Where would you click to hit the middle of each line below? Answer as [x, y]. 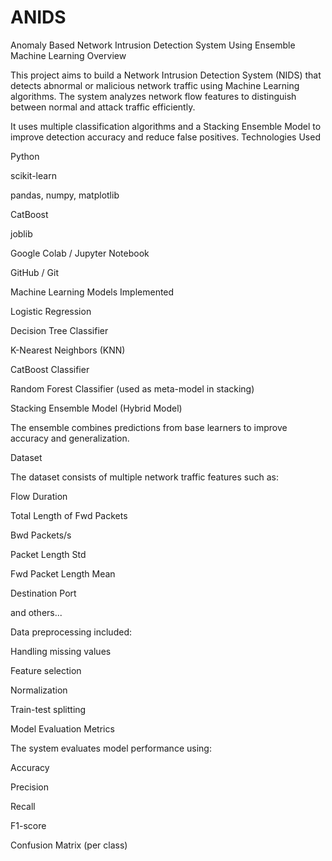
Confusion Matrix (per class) [69, 845]
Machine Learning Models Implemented [92, 292]
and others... [36, 612]
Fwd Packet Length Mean [63, 573]
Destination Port [43, 593]
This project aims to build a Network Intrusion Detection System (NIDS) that [166, 75]
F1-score [28, 825]
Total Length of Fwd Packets [69, 515]
